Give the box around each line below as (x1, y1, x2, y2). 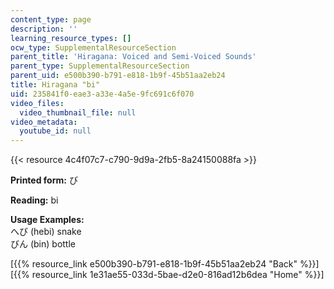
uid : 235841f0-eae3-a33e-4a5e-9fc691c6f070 (10, 89, 195, 99)
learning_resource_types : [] (10, 33, 132, 43)
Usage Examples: (10, 214, 85, 226)
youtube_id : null (19, 126, 92, 136)
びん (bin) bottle (10, 238, 77, 250)
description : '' (10, 24, 78, 34)
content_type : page (10, 14, 92, 25)
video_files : (10, 98, 65, 108)
